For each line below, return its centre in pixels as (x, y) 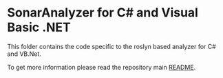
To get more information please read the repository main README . (102, 67)
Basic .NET (39, 27)
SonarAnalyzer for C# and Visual (103, 13)
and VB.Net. (24, 54)
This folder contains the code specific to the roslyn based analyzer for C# (112, 46)
